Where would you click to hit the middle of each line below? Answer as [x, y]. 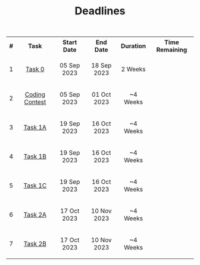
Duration [134, 46]
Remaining [172, 50]
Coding [35, 94]
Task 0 [35, 69]
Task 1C [35, 185]
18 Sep [101, 65]
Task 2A [35, 214]
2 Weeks [133, 69]
